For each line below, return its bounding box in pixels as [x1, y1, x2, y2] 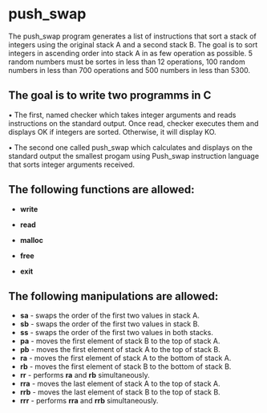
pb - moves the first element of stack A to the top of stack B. [19, 345, 220, 354]
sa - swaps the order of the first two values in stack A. [19, 310, 200, 321]
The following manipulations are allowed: [8, 290, 219, 303]
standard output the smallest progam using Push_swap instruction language [8, 151, 259, 160]
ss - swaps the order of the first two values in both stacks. [19, 328, 214, 338]
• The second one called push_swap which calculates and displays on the [8, 142, 253, 152]
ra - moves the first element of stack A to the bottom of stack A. [19, 354, 232, 363]
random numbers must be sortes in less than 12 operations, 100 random [8, 57, 246, 67]
